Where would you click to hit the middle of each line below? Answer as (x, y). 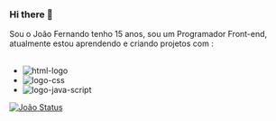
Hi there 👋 (32, 14)
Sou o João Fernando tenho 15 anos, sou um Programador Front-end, (138, 34)
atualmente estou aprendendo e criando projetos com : (111, 43)
